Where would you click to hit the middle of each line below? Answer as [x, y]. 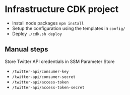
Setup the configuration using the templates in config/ [69, 28]
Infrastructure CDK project [62, 9]
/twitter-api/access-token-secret [48, 87]
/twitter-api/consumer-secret [44, 77]
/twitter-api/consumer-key [40, 71]
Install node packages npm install [48, 23]
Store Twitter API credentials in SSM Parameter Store [60, 61]
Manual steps [26, 49]
